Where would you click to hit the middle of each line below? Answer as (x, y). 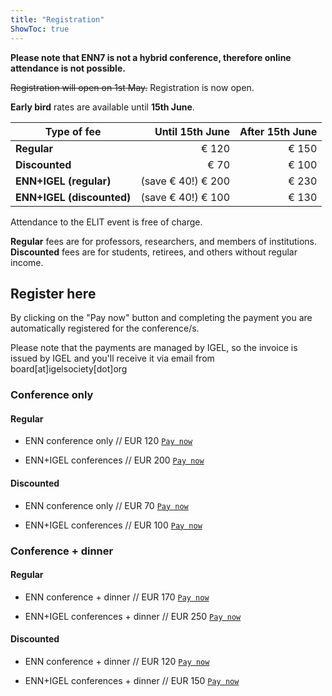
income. (27, 262)
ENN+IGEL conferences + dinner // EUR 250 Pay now (133, 616)
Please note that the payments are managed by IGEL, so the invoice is (154, 348)
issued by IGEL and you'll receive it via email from (112, 358)
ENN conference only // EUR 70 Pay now (106, 505)
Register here (53, 293)
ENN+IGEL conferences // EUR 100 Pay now (113, 525)
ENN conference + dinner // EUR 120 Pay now (117, 661)
